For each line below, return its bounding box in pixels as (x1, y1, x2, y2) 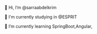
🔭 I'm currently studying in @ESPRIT (4, 14, 77, 19)
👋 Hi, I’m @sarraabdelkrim (4, 5, 57, 10)
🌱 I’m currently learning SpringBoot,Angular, (4, 23, 93, 29)
